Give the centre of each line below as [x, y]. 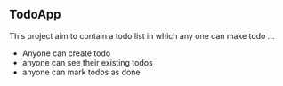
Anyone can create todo [66, 53]
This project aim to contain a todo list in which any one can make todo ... [142, 35]
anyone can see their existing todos [87, 62]
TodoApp [35, 15]
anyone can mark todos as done [81, 72]
